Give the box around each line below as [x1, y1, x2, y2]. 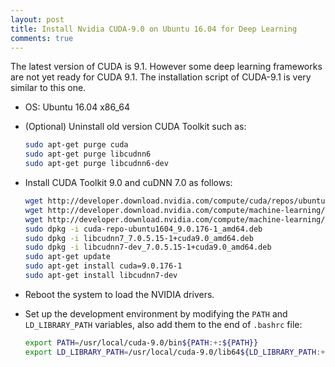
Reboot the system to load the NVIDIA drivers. [24, 288, 215, 300]
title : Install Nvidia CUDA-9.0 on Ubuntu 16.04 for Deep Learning [10, 24, 298, 34]
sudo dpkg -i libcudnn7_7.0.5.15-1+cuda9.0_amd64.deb [24, 233, 254, 243]
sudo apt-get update [24, 252, 111, 262]
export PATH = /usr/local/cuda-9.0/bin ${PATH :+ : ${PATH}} [24, 337, 259, 348]
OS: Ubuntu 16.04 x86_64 [24, 101, 131, 113]
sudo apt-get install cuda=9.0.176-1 [24, 261, 183, 271]
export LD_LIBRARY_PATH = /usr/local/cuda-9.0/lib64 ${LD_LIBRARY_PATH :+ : [24, 347, 330, 357]
